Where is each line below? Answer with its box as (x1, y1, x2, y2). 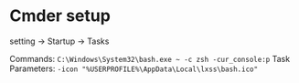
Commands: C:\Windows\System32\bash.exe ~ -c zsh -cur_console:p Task (9, 53, 291, 64)
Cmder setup (9, 5, 112, 26)
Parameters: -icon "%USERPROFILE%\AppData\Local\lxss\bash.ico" (9, 63, 259, 74)
